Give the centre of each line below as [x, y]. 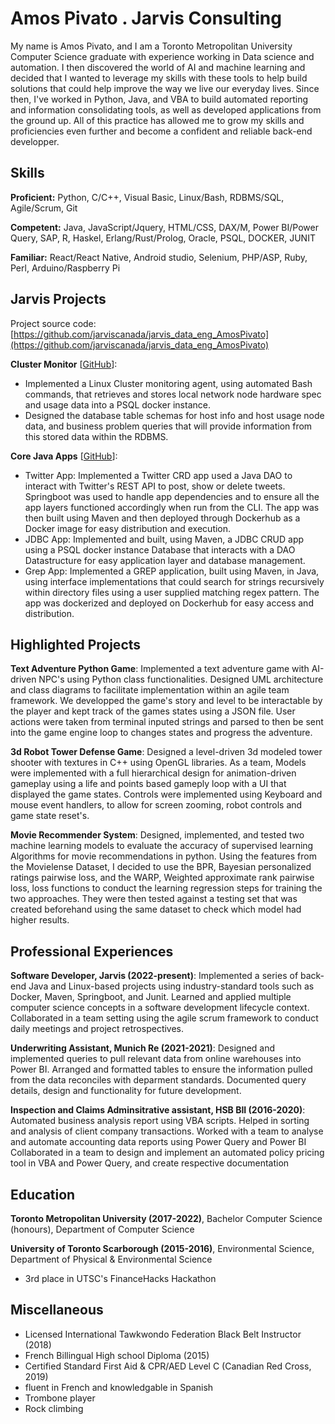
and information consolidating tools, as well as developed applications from [166, 109]
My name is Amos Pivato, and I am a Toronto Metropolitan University [151, 46]
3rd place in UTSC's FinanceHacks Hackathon [120, 1278]
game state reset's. [50, 816]
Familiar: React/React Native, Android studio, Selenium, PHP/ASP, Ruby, [159, 257]
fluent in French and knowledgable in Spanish [119, 1387]
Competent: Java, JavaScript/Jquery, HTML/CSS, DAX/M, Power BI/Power [164, 227]
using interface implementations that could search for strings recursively [174, 581]
